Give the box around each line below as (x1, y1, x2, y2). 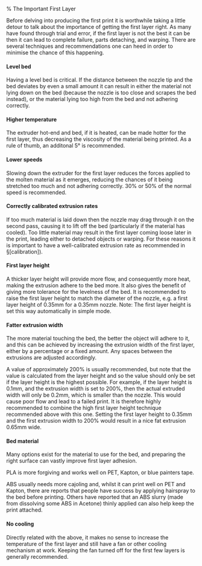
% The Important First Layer (6, 5, 77, 12)
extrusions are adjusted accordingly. (6, 354, 97, 362)
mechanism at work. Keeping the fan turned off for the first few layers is (6, 547, 185, 554)
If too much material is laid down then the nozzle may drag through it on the (6, 216, 195, 223)
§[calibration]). (6, 248, 43, 255)
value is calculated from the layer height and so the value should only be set (6, 372, 195, 380)
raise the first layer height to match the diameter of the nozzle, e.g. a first (6, 294, 188, 302)
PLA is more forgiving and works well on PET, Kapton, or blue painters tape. (6, 469, 195, 477)
